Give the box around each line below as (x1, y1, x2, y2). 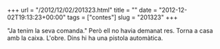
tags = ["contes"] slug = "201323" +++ (67, 13, 178, 21)
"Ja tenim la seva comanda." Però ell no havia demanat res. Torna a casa (7, 27, 213, 35)
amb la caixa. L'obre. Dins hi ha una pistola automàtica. (7, 34, 163, 42)
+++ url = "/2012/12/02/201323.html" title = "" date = (7, 6, 157, 14)
